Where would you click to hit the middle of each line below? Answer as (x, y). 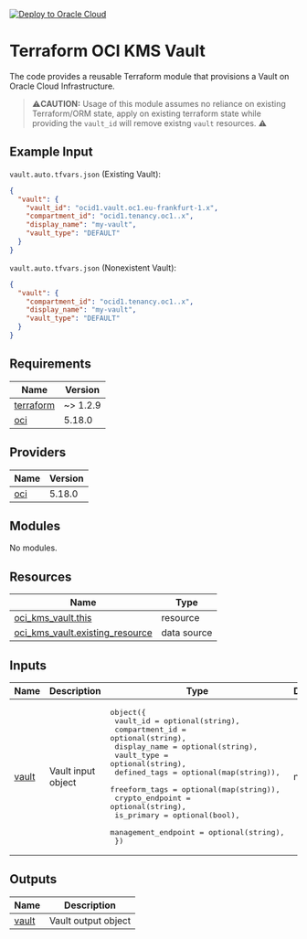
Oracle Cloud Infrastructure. (63, 86)
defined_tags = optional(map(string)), (197, 772)
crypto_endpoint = (152, 798)
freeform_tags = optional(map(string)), (195, 790)
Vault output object (90, 921)
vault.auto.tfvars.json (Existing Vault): (85, 174)
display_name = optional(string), (186, 747)
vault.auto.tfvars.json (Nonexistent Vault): (93, 267)
